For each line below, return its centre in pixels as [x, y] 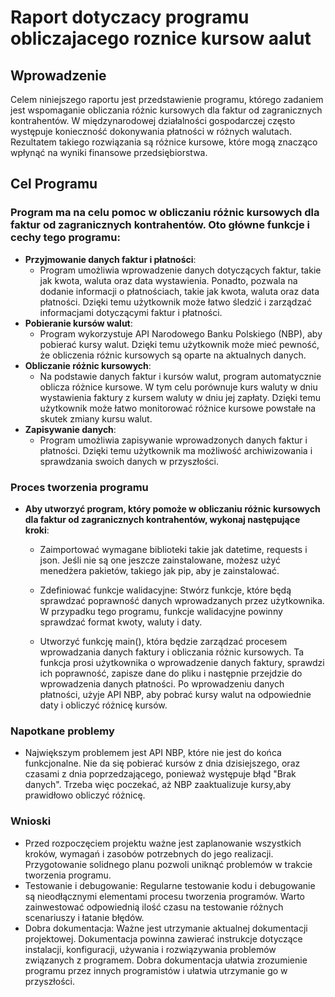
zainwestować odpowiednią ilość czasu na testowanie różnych [154, 907]
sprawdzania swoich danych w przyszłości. [129, 461]
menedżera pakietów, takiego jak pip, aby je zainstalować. [159, 570]
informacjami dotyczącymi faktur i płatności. [131, 312]
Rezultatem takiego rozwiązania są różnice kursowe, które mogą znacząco [164, 142]
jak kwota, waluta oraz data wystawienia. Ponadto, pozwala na [168, 280]
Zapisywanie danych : [70, 429]
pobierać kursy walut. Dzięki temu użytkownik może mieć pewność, [179, 344]
